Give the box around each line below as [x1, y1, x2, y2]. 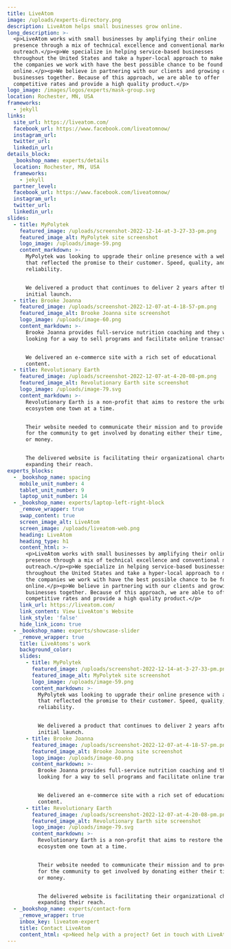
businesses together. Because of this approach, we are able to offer [13, 74, 220, 81]
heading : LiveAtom [19, 531, 72, 538]
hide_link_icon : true [19, 620, 81, 628]
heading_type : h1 [19, 538, 69, 545]
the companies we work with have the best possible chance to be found [13, 61, 223, 68]
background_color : [19, 646, 72, 653]
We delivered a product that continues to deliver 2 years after [25, 284, 217, 291]
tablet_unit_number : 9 [19, 486, 85, 494]
